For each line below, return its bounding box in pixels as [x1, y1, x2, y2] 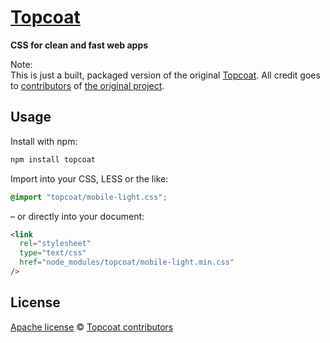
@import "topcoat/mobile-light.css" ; [10, 192, 168, 202]
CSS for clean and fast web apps [10, 39, 149, 51]
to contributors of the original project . [10, 79, 165, 91]
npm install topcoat [10, 154, 97, 165]
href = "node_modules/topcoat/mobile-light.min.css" [19, 257, 235, 268]
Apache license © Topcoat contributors [10, 321, 174, 333]
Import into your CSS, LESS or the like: [10, 172, 169, 185]
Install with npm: [10, 135, 78, 147]
